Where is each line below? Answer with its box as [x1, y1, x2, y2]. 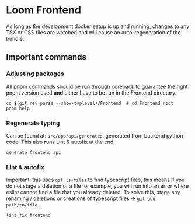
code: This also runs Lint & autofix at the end [6, 138, 114, 145]
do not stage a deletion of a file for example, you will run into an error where [6, 183, 189, 190]
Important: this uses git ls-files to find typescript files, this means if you [6, 176, 185, 184]
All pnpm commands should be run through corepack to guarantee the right [6, 83, 188, 90]
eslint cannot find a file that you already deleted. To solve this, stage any [6, 189, 180, 196]
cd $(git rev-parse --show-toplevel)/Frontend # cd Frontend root [6, 100, 174, 106]
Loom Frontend [6, 3, 82, 17]
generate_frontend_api [6, 149, 61, 155]
